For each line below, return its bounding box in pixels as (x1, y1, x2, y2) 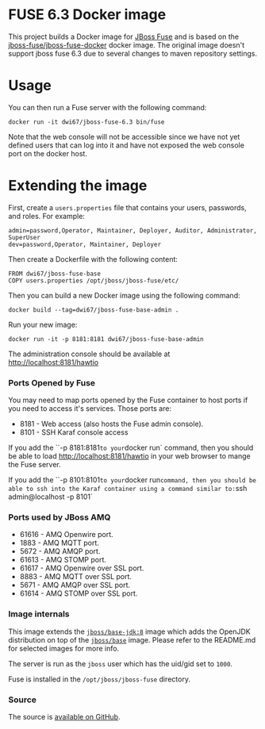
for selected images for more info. (8, 643, 120, 653)
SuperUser (8, 233, 41, 241)
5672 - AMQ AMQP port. (19, 547, 101, 556)
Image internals (8, 608, 70, 620)
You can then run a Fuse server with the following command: (8, 102, 207, 112)
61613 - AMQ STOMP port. (19, 555, 107, 565)
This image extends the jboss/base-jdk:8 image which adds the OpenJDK (8, 627, 252, 636)
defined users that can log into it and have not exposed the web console (8, 140, 244, 150)
